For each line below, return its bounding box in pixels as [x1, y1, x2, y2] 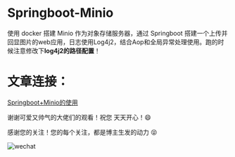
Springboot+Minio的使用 [7, 98, 79, 107]
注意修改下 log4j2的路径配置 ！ [13, 46, 101, 55]
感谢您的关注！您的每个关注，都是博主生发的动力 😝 [7, 128, 158, 136]
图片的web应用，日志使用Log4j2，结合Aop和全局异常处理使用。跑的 [19, 37, 218, 46]
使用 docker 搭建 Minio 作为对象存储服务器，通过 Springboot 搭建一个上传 [7, 29, 222, 37]
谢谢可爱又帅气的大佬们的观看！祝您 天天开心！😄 [7, 113, 151, 121]
